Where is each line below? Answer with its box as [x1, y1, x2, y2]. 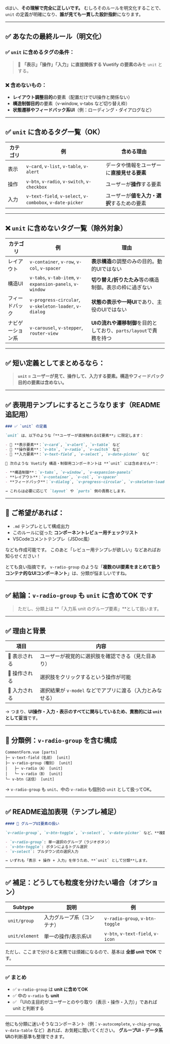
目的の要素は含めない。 [17, 379, 67, 385]
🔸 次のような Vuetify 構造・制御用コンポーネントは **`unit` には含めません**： [5, 461, 159, 466]
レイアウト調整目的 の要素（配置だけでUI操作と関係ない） [12, 94, 133, 100]
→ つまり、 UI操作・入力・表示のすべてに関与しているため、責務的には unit [5, 708, 162, 715]
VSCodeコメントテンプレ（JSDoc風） [12, 536, 93, 542]
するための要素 [110, 200, 147, 207]
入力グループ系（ [44, 914, 84, 921]
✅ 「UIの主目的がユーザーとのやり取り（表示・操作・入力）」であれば [12, 999, 158, 1005]
